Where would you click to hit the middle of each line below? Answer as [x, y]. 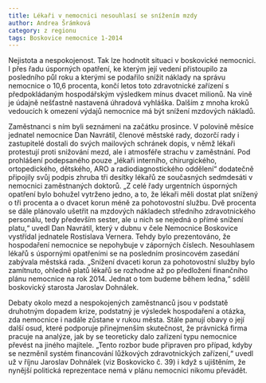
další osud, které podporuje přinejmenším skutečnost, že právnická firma [128, 328]
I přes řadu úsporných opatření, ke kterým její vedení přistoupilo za [118, 69]
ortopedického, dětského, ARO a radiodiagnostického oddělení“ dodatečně [131, 169]
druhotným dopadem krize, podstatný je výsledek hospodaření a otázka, [127, 311]
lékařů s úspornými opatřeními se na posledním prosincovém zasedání [124, 254]
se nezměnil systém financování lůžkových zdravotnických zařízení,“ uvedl [131, 354]
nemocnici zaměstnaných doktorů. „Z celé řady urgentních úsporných [123, 186]
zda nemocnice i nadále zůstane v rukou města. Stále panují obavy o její [126, 320]
